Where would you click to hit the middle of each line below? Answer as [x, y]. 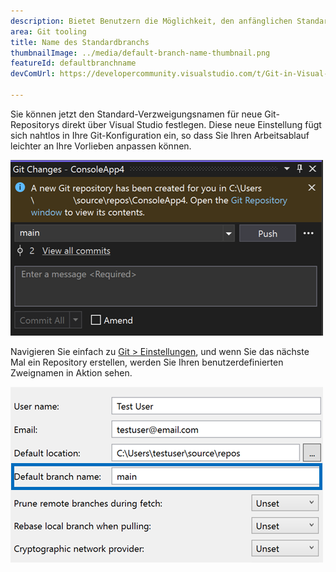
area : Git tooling [48, 31]
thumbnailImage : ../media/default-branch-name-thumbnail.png [140, 53]
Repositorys [35, 124]
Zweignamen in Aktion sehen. [71, 372]
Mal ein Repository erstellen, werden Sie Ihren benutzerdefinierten [147, 362]
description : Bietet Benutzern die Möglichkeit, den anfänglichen [151, 21]
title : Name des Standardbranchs [80, 42]
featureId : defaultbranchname [73, 63]
